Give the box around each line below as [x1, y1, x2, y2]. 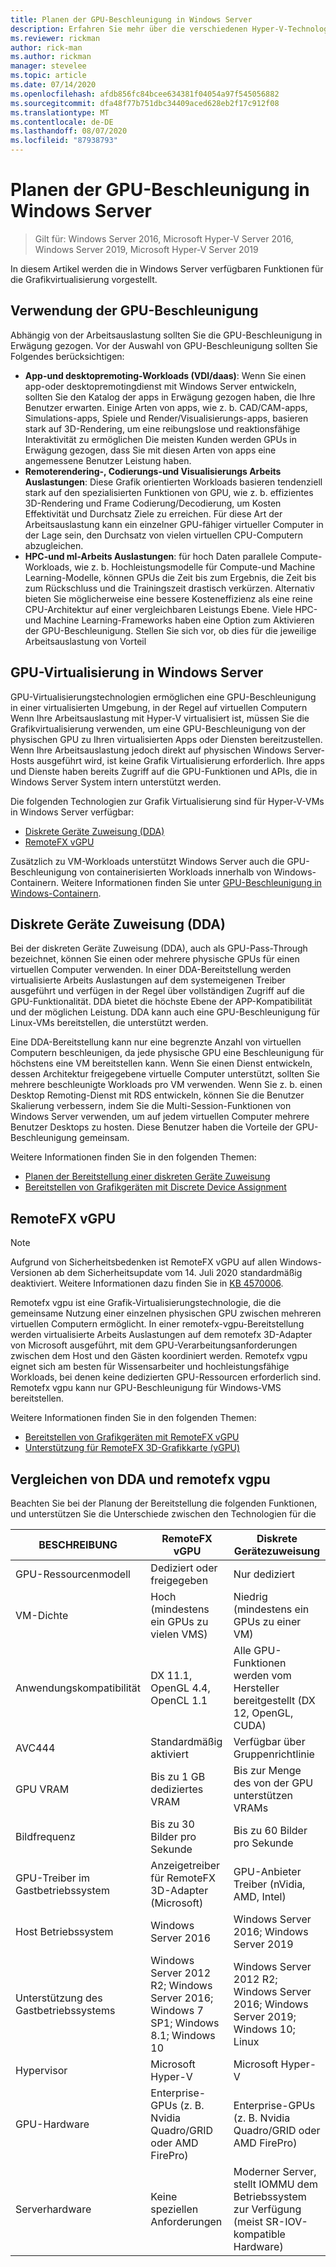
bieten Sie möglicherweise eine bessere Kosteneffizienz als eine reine [24, 592, 313, 605]
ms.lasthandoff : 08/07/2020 [10, 126, 128, 136]
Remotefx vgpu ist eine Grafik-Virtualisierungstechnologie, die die [10, 1297, 282, 1309]
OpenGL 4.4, [150, 1681, 211, 1695]
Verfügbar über [233, 1735, 306, 1748]
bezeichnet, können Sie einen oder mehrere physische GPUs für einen [10, 953, 300, 965]
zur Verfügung [233, 2202, 302, 2216]
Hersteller [233, 1681, 280, 1695]
